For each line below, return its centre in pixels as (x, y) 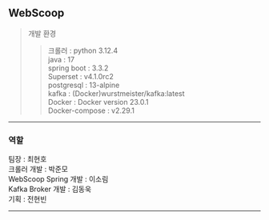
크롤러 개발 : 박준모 (38, 169)
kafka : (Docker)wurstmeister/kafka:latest (116, 93)
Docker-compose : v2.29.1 (91, 110)
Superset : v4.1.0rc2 (80, 76)
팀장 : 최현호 (28, 159)
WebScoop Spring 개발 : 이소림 (58, 179)
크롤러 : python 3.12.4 (83, 50)
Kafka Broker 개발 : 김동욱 (50, 189)
